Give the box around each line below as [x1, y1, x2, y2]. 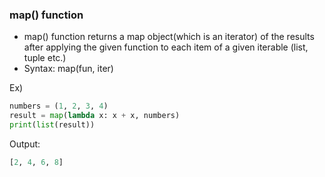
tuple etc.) [23, 52, 67, 64]
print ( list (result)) [9, 120, 96, 130]
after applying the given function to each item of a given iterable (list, [23, 41, 309, 53]
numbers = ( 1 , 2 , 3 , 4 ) [9, 101, 109, 112]
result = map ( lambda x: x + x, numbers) [9, 111, 181, 121]
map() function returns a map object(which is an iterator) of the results [23, 31, 315, 43]
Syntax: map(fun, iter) [23, 63, 114, 75]
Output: [9, 138, 41, 150]
